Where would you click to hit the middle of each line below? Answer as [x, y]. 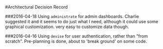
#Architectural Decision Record [37, 7]
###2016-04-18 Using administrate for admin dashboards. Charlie [72, 16]
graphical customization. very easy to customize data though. [67, 27]
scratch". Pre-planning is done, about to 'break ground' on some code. [76, 41]
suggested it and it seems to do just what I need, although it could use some [82, 22]
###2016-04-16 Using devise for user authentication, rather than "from [76, 36]
